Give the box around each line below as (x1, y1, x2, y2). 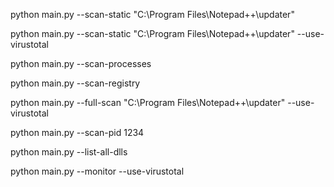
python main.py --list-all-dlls (10, 146, 128, 158)
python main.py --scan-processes (10, 58, 152, 69)
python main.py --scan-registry (10, 77, 141, 89)
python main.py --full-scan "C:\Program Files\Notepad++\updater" (10, 97, 286, 108)
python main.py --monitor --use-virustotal (10, 165, 185, 177)
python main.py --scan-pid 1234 (10, 127, 145, 138)
